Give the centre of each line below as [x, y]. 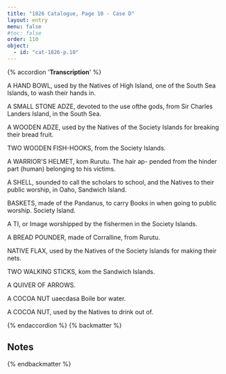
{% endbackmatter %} [39, 364]
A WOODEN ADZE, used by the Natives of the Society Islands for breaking [113, 127]
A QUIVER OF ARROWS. [42, 284]
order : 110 [23, 40]
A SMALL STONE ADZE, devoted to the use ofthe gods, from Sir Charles [110, 106]
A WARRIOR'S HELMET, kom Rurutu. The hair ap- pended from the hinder [112, 161]
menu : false [24, 26]
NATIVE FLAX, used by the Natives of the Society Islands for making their [112, 250]
